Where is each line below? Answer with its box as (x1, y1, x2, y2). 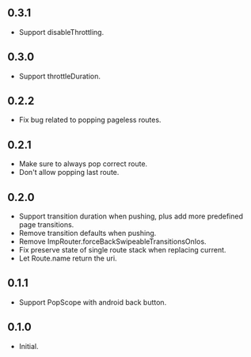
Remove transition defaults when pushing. (18, 229, 157, 238)
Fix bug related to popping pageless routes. (18, 115, 162, 125)
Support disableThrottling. (18, 27, 105, 36)
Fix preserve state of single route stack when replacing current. (18, 245, 226, 255)
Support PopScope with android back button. (18, 297, 167, 307)
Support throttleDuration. (18, 71, 101, 81)
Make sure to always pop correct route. (18, 159, 148, 169)
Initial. (18, 341, 39, 351)
